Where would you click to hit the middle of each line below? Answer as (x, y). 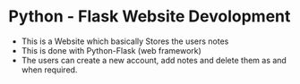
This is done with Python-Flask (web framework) (111, 50)
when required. (49, 70)
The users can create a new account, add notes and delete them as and (154, 60)
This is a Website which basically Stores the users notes (125, 41)
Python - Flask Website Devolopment (150, 17)
